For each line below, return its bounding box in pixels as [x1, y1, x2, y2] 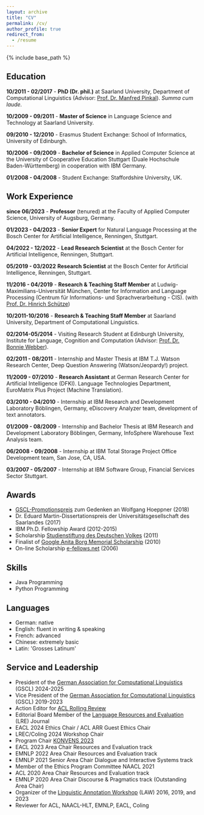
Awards [6, 490, 37, 500]
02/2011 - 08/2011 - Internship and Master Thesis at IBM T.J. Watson [6, 355, 180, 362]
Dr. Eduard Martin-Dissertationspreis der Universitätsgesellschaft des [15, 512, 190, 520]
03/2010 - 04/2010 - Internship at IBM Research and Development [6, 398, 175, 405]
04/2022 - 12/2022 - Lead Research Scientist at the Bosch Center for [6, 244, 184, 252]
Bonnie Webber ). [6, 343, 49, 350]
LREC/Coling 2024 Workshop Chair [15, 730, 104, 738]
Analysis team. [6, 436, 44, 443]
